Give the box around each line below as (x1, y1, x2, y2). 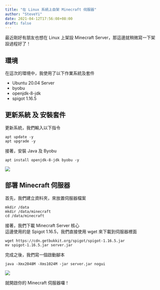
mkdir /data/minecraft (5, 209, 51, 214)
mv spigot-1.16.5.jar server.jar (5, 242, 73, 248)
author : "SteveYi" (5, 12, 42, 17)
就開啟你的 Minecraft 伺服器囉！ (5, 280, 70, 286)
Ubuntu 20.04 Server (12, 80, 55, 86)
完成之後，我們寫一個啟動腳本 (5, 251, 65, 257)
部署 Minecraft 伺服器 (5, 181, 71, 190)
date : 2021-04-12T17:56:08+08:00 (5, 16, 73, 21)
